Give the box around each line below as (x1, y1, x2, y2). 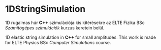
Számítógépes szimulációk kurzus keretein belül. (5, 25, 105, 30)
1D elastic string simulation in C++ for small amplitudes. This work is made (5, 34, 156, 40)
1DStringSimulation (5, 3, 86, 15)
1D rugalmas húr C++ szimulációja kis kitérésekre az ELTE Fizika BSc (5, 20, 145, 25)
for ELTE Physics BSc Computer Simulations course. (5, 39, 111, 45)
